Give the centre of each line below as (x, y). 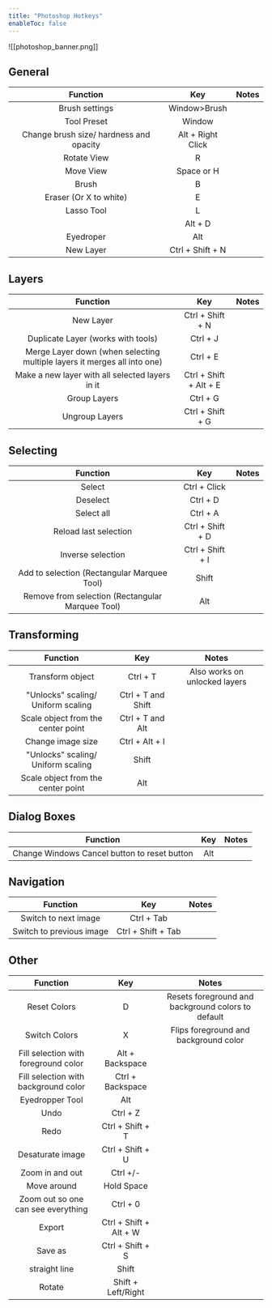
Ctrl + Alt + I (142, 741)
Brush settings (86, 109)
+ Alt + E (204, 386)
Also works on (217, 671)
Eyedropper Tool (51, 1100)
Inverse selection (93, 554)
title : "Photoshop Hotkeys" (56, 16)
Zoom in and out (51, 1173)
